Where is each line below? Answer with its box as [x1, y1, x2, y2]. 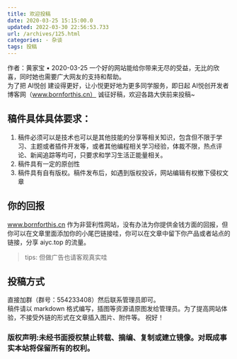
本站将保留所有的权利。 [14, 343, 95, 353]
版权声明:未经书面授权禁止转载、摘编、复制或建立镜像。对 [7, 333, 206, 343]
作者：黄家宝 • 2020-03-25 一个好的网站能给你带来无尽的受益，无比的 [7, 64, 214, 72]
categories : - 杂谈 [7, 37, 63, 44]
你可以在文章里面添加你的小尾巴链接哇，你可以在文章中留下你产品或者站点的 [7, 229, 231, 237]
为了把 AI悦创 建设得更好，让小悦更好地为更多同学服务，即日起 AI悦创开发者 [7, 81, 229, 89]
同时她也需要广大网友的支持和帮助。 [19, 72, 125, 81]
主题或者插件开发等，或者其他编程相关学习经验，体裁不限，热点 [30, 142, 216, 150]
